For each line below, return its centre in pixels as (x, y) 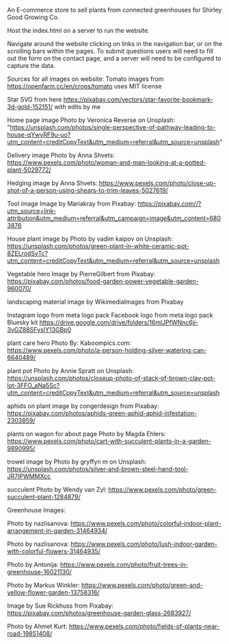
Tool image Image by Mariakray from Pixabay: (72, 204)
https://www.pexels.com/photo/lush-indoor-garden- (144, 544)
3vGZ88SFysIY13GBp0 (39, 330)
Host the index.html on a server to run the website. (79, 31)
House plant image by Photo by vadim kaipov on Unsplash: (90, 239)
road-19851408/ (30, 633)
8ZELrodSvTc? (28, 253)
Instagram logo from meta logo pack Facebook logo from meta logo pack (110, 315)
